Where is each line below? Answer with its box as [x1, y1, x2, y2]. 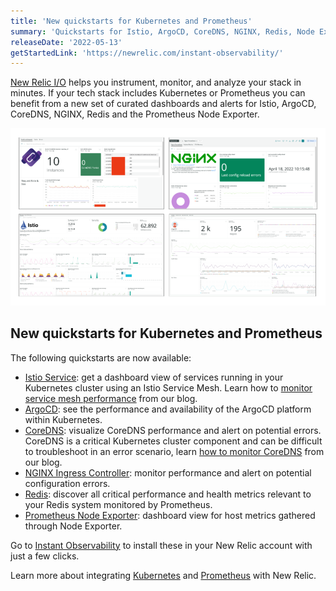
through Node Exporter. [24, 520, 123, 532]
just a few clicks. [10, 550, 80, 562]
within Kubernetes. [24, 413, 103, 425]
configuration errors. [24, 477, 111, 489]
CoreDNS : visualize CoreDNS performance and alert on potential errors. [24, 424, 322, 436]
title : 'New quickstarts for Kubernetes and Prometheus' [10, 16, 253, 26]
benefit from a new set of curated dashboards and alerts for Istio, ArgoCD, [10, 98, 317, 110]
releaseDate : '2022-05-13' [10, 37, 123, 47]
